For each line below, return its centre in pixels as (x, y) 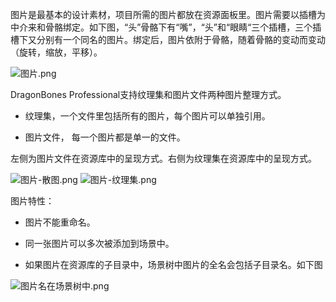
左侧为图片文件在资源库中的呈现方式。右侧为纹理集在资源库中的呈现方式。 (163, 158)
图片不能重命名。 (60, 222)
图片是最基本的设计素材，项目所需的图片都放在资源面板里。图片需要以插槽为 (168, 14)
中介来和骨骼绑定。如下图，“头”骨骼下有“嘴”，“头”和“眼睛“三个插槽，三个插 (166, 27)
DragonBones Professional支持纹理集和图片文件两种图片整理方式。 (148, 94)
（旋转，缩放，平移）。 (56, 52)
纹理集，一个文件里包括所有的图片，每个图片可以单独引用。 (147, 116)
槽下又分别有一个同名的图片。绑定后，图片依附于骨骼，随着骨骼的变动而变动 (168, 39)
